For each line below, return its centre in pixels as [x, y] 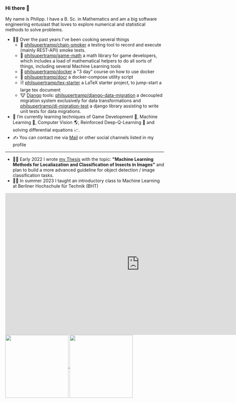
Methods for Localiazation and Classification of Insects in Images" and [88, 165]
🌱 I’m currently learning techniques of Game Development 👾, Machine [85, 117]
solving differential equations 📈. [46, 130]
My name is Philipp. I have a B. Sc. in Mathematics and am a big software [81, 19]
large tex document [40, 90]
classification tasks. [33, 176]
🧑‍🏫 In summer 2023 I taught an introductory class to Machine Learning [86, 181]
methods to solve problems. [34, 30]
